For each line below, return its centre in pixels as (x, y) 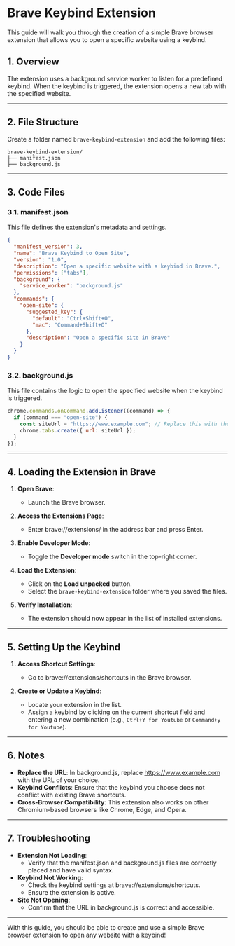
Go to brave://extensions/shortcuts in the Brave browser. (109, 678)
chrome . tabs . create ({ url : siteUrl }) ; (78, 430)
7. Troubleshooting (49, 838)
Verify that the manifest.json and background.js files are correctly (122, 863)
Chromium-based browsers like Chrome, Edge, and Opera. (102, 809)
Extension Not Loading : (52, 855)
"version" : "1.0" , (41, 260)
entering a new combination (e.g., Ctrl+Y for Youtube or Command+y (124, 720)
